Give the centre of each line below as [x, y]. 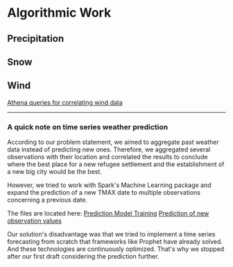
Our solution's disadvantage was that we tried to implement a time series [111, 234]
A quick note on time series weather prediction [88, 127]
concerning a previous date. [48, 200]
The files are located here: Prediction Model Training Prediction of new [108, 213]
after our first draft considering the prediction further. [83, 257]
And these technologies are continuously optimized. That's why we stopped [116, 249]
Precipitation [36, 39]
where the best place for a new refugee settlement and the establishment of [116, 164]
